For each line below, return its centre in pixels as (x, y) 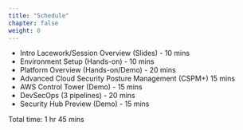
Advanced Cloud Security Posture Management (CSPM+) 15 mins (127, 79)
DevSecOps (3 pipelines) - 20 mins (77, 96)
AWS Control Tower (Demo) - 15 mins (81, 87)
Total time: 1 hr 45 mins (47, 120)
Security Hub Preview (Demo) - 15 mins (84, 104)
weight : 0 (25, 30)
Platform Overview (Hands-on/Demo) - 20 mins (98, 70)
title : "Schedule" (39, 16)
